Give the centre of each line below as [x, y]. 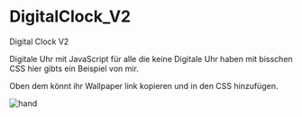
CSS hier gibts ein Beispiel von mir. [74, 68]
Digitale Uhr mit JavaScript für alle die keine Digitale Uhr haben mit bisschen [151, 58]
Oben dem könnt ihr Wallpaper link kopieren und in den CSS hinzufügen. [144, 85]
